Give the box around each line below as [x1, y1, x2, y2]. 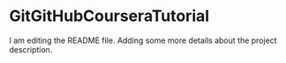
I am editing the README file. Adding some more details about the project [9, 35, 277, 45]
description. [9, 44, 53, 54]
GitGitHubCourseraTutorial [9, 6, 210, 26]
